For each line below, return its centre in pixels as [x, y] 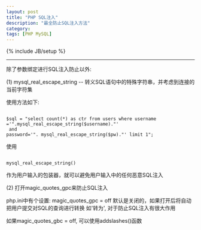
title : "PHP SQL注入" [32, 17]
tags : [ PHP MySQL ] [29, 34]
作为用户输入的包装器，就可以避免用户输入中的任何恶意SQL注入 [85, 175]
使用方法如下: [23, 102]
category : [19, 29]
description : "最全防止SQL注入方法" [48, 23]
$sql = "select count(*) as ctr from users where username [81, 119]
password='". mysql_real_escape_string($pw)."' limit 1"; [80, 135]
